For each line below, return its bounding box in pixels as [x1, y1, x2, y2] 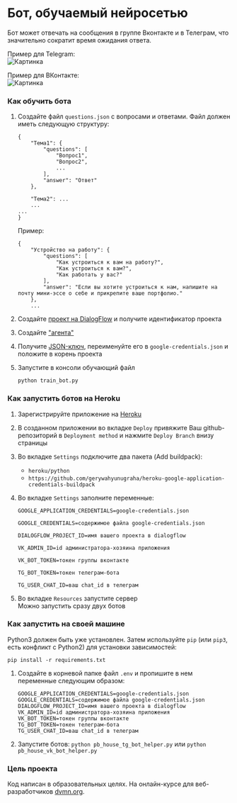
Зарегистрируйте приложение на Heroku [17, 410, 142, 418]
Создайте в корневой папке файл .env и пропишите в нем [17, 668, 193, 678]
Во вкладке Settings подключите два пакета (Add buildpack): [17, 452, 203, 461]
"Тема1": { [30, 140, 63, 147]
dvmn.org [54, 787, 83, 796]
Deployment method [63, 432, 118, 439]
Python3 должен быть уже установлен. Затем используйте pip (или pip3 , [7, 635, 228, 644]
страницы [17, 438, 48, 447]
